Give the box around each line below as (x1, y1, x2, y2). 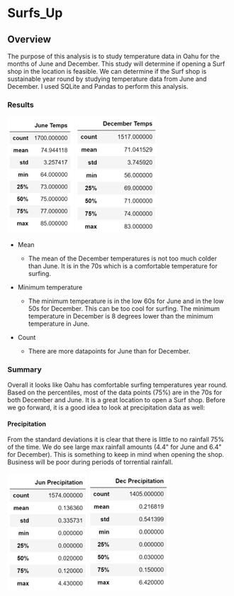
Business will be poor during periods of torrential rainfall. (7, 458, 174, 466)
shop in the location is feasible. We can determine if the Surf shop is (7, 67, 207, 75)
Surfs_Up (7, 5, 63, 21)
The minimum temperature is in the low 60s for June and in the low (28, 297, 225, 305)
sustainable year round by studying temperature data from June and (7, 74, 207, 83)
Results (7, 99, 34, 109)
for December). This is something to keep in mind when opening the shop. (7, 451, 225, 459)
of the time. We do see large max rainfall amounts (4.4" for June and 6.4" (7, 443, 222, 451)
